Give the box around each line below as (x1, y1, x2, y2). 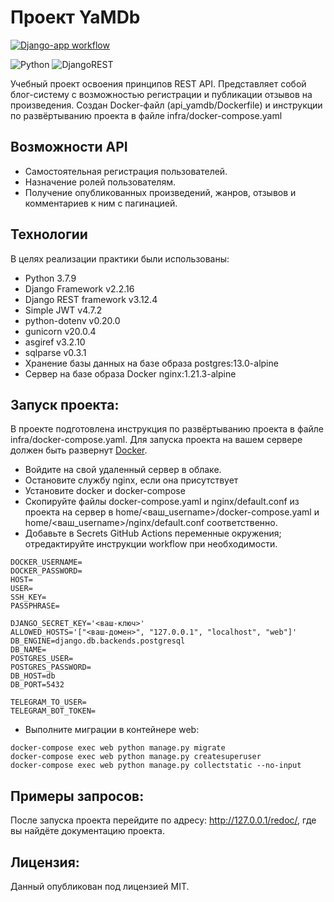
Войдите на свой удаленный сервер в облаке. (24, 464, 222, 476)
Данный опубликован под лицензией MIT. (10, 881, 190, 892)
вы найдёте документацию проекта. (10, 825, 165, 837)
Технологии (10, 226, 88, 243)
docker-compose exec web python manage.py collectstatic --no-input (10, 761, 302, 771)
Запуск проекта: (10, 396, 120, 413)
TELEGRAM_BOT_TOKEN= (10, 706, 97, 716)
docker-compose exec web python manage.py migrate (10, 743, 226, 753)
